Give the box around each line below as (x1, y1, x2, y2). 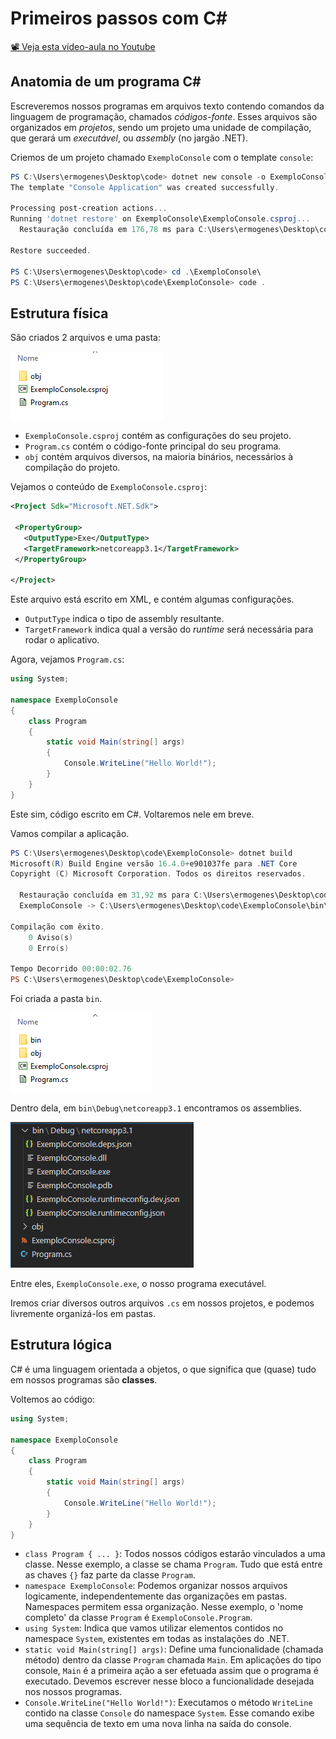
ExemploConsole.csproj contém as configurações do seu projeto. (24, 430, 292, 442)
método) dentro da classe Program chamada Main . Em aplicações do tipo (24, 1654, 322, 1666)
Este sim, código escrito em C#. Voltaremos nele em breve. (10, 808, 255, 820)
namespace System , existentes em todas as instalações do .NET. (24, 1633, 290, 1645)
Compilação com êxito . (10, 922, 105, 932)
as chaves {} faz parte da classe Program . (24, 1569, 197, 1581)
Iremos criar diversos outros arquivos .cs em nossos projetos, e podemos (10, 1297, 315, 1309)
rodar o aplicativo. (24, 634, 100, 646)
